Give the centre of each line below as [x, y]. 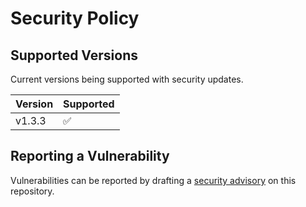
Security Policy [75, 18]
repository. [32, 191]
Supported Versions [74, 55]
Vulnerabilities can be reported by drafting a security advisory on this [153, 180]
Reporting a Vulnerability [90, 156]
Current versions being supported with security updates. [127, 79]
